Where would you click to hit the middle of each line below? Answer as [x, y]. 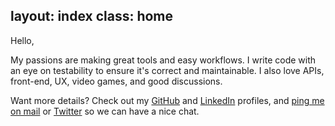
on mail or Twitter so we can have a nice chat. [105, 111]
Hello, [22, 40]
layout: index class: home [92, 16]
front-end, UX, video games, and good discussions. [116, 81]
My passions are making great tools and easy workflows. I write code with [163, 60]
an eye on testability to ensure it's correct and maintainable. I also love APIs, [167, 70]
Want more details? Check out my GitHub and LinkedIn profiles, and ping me [167, 100]
